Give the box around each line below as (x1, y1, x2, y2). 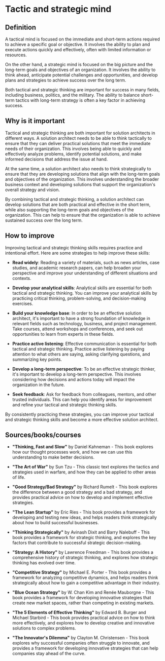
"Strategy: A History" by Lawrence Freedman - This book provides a (12, 549, 154, 555)
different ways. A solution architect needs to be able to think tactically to (5, 135, 152, 141)
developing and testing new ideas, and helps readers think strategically (12, 514, 157, 520)
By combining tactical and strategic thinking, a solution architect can (5, 196, 144, 202)
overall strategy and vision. (5, 187, 60, 193)
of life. (12, 474, 26, 480)
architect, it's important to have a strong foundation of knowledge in (12, 315, 151, 321)
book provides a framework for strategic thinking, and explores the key (12, 535, 157, 541)
